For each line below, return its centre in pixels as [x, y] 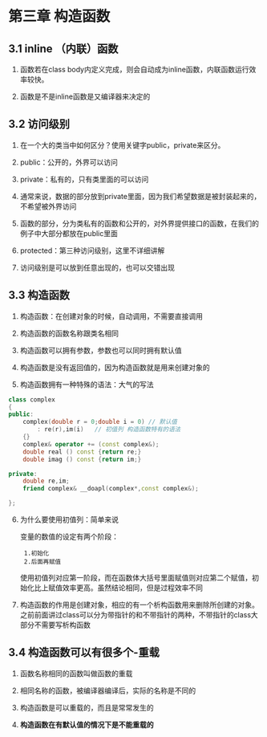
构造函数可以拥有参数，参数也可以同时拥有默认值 [101, 350]
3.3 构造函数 [39, 295]
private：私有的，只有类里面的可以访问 [84, 179]
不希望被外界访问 [48, 206]
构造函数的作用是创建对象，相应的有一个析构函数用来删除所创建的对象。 [139, 605]
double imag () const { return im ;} [82, 459]
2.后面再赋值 [42, 562]
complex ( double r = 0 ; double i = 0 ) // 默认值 [100, 422]
